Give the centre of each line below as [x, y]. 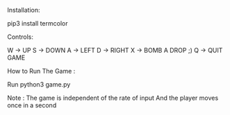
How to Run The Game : [41, 71]
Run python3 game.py [39, 85]
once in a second [32, 105]
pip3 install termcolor [38, 23]
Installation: [24, 10]
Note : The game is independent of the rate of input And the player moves [113, 98]
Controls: [20, 37]
